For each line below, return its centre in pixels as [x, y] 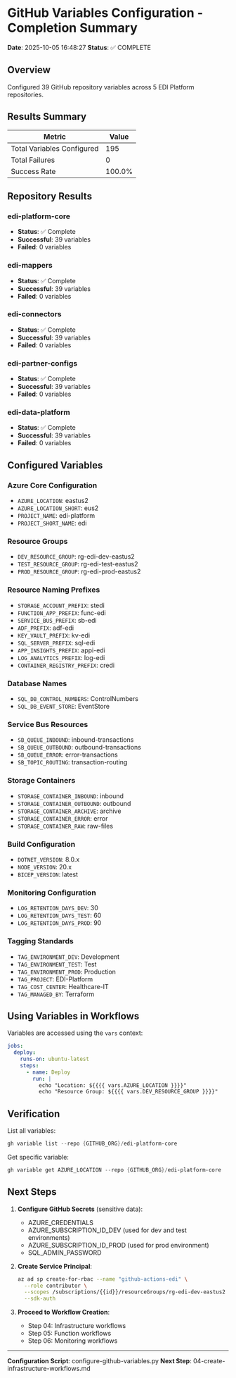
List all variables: [32, 1131]
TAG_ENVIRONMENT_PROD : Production [66, 972]
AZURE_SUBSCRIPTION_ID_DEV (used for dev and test [107, 1230]
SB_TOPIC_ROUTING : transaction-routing [72, 762]
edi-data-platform [39, 412]
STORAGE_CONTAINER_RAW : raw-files [65, 826]
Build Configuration [41, 844]
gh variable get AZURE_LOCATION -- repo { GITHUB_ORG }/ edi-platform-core [114, 1170]
